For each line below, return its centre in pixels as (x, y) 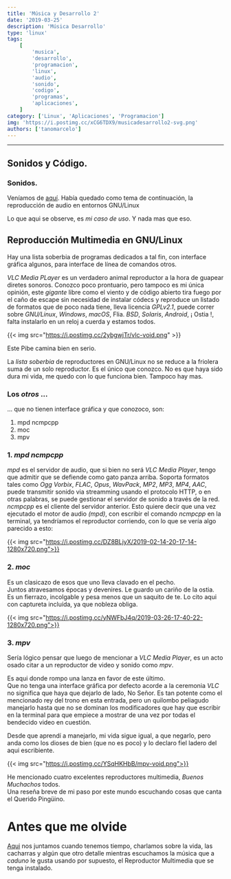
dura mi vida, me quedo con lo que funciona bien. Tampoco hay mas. (105, 376)
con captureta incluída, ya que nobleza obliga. (73, 604)
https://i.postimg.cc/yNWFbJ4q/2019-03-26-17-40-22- (124, 617)
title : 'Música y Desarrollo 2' (53, 13)
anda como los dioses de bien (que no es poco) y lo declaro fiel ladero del (112, 743)
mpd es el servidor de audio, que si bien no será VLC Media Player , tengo (112, 470)
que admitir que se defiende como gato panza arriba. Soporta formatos (108, 477)
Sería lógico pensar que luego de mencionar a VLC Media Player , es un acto (115, 658)
